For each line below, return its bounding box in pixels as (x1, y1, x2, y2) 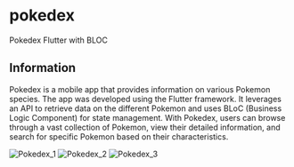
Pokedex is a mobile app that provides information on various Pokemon (9, 83, 271, 94)
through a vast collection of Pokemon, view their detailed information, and (9, 122, 281, 132)
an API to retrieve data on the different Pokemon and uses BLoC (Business (9, 103, 282, 114)
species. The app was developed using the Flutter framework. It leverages (9, 93, 282, 104)
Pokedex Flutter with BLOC (9, 35, 109, 45)
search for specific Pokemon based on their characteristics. (9, 131, 229, 142)
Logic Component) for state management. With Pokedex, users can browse (9, 112, 286, 123)
